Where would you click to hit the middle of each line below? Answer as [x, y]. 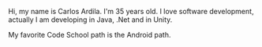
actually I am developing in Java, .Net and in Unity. [90, 20]
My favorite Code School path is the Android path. [90, 35]
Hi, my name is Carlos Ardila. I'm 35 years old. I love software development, [131, 11]
